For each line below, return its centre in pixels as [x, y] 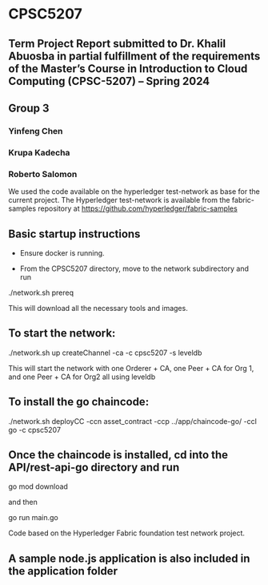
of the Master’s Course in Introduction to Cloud [128, 69]
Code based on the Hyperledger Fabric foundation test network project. [127, 533]
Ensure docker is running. [62, 252]
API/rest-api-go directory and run [94, 467]
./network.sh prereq [41, 292]
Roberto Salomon [43, 174]
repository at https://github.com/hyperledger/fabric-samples [137, 208]
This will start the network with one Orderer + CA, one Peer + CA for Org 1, [131, 368]
